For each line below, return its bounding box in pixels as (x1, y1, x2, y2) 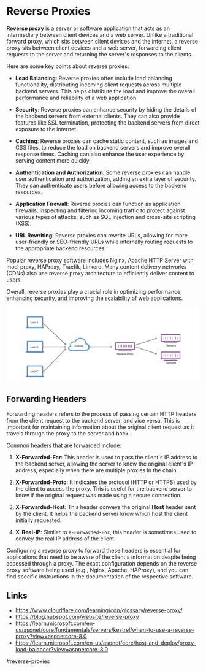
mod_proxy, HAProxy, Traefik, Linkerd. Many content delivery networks (6, 263, 186, 270)
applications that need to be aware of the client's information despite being (6, 553, 196, 561)
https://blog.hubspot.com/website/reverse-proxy (15, 613, 139, 621)
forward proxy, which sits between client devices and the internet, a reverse (6, 37, 198, 45)
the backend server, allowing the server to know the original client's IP (15, 460, 193, 467)
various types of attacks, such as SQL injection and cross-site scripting (15, 213, 196, 220)
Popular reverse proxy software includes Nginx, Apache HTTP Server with (6, 256, 194, 264)
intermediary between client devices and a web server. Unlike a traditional (6, 31, 194, 38)
